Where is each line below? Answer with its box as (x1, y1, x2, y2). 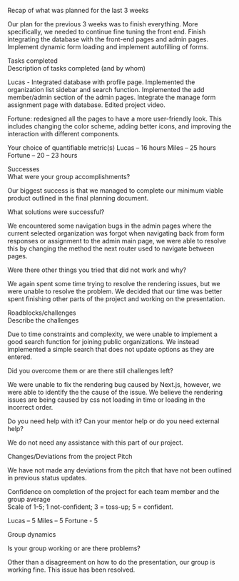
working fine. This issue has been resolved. (7, 565, 136, 574)
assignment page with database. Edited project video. (7, 101, 166, 109)
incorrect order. (7, 403, 54, 411)
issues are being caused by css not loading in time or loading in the (7, 395, 205, 404)
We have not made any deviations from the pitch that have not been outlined (7, 466, 232, 474)
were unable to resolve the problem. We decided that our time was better (7, 287, 223, 295)
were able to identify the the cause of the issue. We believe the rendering (7, 388, 223, 396)
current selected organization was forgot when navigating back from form (7, 229, 225, 238)
